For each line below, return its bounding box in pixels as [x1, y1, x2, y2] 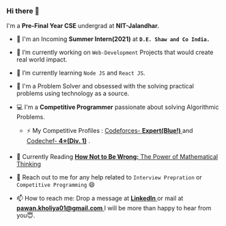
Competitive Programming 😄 [16, 181, 95, 189]
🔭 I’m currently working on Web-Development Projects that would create [16, 48, 214, 57]
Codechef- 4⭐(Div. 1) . [26, 137, 90, 145]
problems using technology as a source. [16, 89, 130, 98]
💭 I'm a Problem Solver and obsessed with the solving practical [16, 82, 194, 90]
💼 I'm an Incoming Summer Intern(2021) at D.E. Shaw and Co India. [16, 35, 210, 43]
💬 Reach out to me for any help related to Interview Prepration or [16, 173, 203, 181]
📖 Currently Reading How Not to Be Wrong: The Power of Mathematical [16, 153, 218, 161]
